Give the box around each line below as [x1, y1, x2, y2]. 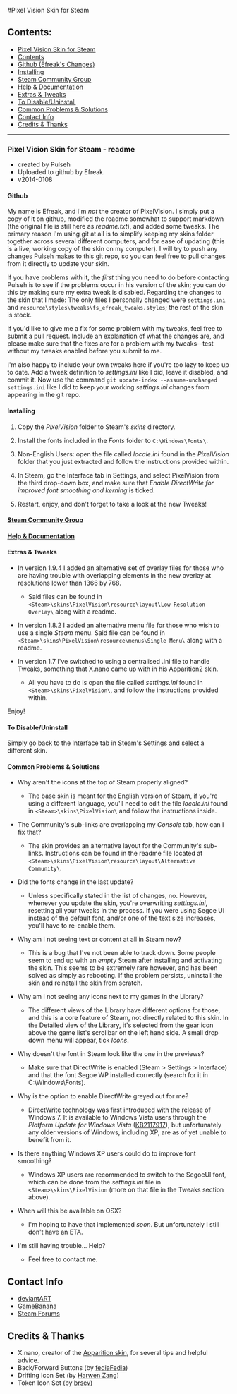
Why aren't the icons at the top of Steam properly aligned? [17, 778, 188, 787]
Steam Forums [17, 1309, 60, 1318]
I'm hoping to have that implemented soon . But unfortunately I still [28, 1220, 220, 1229]
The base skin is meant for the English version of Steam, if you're [28, 792, 218, 800]
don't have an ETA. [28, 1228, 83, 1237]
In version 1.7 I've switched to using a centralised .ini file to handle [17, 657, 210, 665]
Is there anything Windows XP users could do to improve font [17, 1149, 196, 1158]
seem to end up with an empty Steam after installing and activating [28, 956, 222, 965]
